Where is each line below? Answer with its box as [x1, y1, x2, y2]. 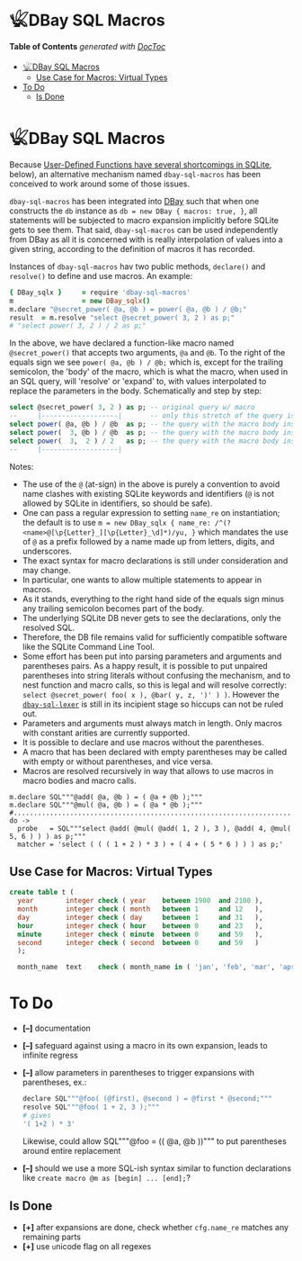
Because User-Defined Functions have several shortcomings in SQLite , [9, 158, 272, 170]
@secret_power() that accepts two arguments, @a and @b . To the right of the [9, 347, 286, 358]
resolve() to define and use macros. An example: [9, 270, 193, 281]
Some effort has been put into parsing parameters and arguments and [22, 651, 282, 662]
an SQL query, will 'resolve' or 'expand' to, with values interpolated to [9, 376, 267, 387]
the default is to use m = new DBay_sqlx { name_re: [22, 517, 211, 527]
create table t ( [9, 887, 75, 897]
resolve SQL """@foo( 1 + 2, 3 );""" [22, 1103, 160, 1112]
